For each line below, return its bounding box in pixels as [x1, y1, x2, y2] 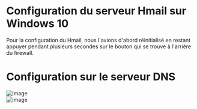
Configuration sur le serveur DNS [6, 70, 176, 84]
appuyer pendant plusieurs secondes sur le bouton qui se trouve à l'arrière [6, 43, 192, 50]
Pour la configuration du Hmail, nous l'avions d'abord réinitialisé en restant [6, 36, 191, 43]
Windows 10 [6, 17, 69, 30]
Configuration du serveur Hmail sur [6, 4, 187, 18]
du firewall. [6, 49, 34, 56]
